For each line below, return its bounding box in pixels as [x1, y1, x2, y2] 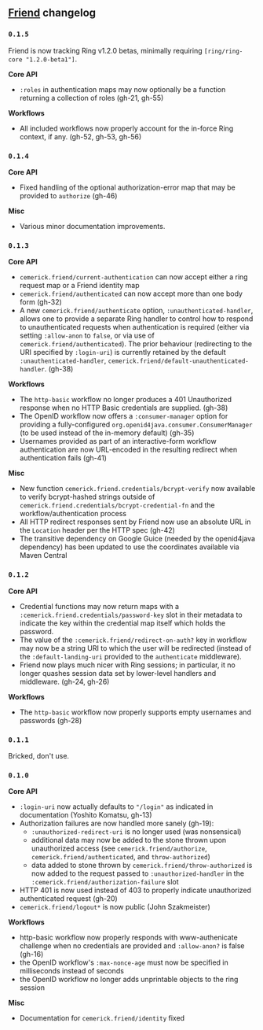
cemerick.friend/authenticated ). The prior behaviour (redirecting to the [19, 339, 253, 349]
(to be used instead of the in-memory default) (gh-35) [19, 428, 195, 437]
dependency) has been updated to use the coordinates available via [19, 542, 239, 552]
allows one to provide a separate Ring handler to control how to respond [19, 314, 254, 323]
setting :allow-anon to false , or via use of [19, 330, 155, 341]
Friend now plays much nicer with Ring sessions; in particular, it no [19, 660, 236, 670]
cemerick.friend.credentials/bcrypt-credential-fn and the [19, 500, 216, 510]
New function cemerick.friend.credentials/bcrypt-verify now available [19, 484, 256, 493]
